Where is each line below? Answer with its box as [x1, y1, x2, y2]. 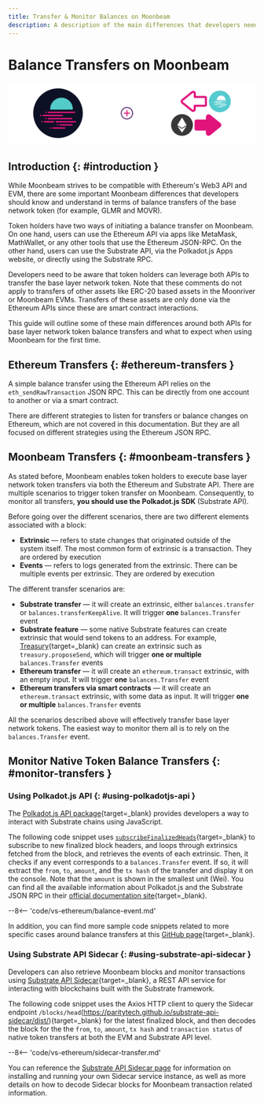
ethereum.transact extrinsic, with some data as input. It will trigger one [19, 691, 250, 701]
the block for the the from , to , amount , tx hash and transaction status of [8, 1024, 243, 1033]
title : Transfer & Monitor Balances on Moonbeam [8, 13, 170, 20]
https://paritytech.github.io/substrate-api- [83, 1007, 220, 1017]
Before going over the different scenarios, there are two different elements [8, 512, 249, 521]
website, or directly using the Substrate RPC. [8, 254, 153, 264]
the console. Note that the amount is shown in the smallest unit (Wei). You [8, 874, 244, 884]
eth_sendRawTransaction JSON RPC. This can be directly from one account [8, 387, 250, 397]
